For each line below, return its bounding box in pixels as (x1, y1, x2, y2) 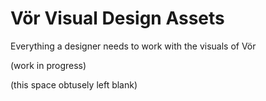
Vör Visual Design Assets (10, 7, 225, 30)
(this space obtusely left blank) (10, 78, 138, 91)
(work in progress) (10, 59, 87, 71)
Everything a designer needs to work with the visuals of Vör (10, 40, 257, 52)
